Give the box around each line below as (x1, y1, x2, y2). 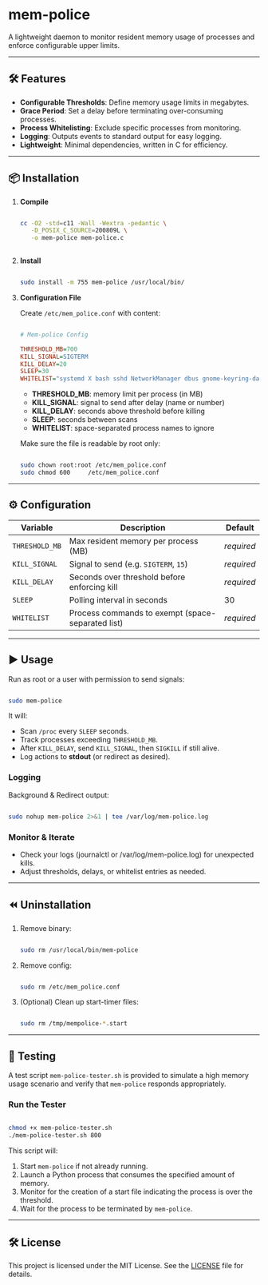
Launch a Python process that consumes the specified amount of (19, 1170, 235, 1180)
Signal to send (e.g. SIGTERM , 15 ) (69, 558, 188, 569)
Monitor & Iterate (8, 831, 76, 842)
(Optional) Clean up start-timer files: (19, 997, 140, 1007)
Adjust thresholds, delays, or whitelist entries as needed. (19, 866, 207, 876)
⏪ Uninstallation (8, 898, 92, 912)
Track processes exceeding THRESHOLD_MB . (19, 735, 158, 745)
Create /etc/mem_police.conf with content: (19, 308, 161, 317)
